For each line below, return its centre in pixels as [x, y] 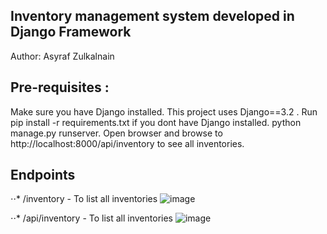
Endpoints [43, 175]
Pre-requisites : [60, 87]
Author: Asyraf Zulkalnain [62, 56]
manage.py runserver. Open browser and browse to [116, 133]
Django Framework [71, 32]
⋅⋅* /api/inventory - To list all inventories [91, 218]
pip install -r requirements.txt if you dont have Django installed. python [156, 122]
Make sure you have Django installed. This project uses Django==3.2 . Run [164, 111]
